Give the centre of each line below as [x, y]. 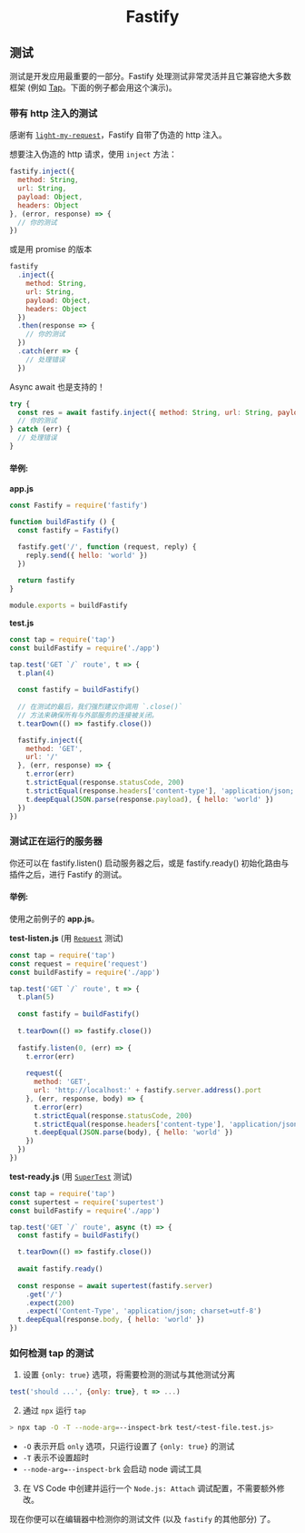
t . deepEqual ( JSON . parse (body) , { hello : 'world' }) [133, 1132]
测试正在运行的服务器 [56, 841]
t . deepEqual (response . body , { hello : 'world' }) [111, 1320]
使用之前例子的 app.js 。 [54, 919]
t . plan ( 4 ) [36, 673]
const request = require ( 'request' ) [79, 964]
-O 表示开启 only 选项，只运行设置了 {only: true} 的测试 [128, 1447]
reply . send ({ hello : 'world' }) [87, 555]
